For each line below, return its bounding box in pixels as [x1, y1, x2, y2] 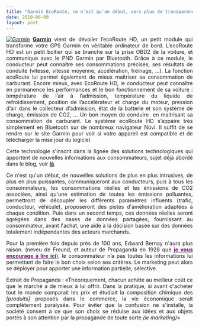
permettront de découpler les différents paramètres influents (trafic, [6, 197, 193, 204]
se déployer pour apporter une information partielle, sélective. [6, 265, 158, 272]
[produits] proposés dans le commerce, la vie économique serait [6, 295, 193, 302]
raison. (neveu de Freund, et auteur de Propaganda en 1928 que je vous [6, 246, 194, 253]
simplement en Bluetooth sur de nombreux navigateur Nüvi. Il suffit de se [6, 124, 193, 131]
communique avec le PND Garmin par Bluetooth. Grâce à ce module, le [6, 54, 193, 62]
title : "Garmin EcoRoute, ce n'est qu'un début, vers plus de [6, 8, 163, 15]
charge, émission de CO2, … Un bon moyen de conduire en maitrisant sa [6, 111, 193, 118]
